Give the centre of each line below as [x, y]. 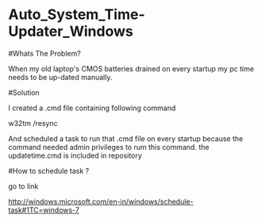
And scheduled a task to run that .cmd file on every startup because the [126, 138]
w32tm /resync [33, 123]
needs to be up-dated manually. [60, 77]
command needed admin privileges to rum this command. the [109, 147]
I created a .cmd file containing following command [92, 108]
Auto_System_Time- [77, 15]
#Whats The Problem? [44, 53]
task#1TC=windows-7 [44, 210]
